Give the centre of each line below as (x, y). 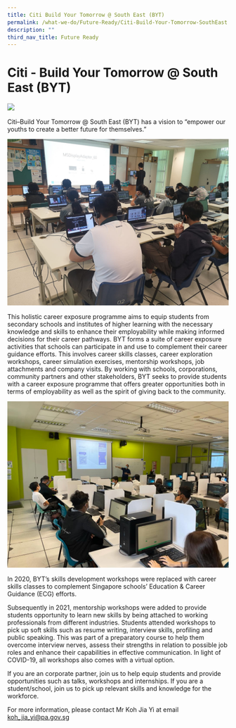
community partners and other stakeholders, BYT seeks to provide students (117, 377)
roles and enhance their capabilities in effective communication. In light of (114, 653)
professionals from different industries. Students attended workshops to (112, 622)
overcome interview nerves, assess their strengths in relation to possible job (118, 645)
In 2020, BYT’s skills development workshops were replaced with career (112, 579)
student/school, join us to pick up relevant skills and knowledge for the (110, 689)
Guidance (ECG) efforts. (42, 594)
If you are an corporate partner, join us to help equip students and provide (114, 674)
